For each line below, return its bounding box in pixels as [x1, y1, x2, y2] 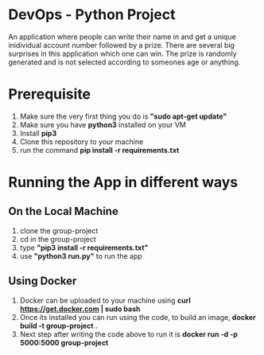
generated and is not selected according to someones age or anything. [8, 57, 241, 67]
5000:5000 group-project [19, 337, 109, 347]
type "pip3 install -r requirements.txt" [19, 243, 149, 252]
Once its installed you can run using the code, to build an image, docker [19, 312, 256, 322]
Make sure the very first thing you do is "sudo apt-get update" [19, 111, 227, 121]
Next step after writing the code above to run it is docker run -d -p [19, 329, 239, 339]
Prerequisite [8, 85, 91, 103]
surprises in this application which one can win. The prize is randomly [8, 49, 237, 58]
